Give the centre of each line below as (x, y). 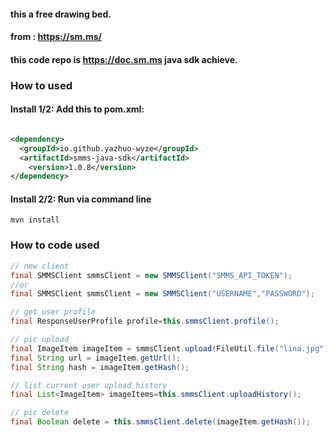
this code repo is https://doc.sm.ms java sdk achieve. (124, 59)
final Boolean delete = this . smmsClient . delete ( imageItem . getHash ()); (160, 422)
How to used (41, 85)
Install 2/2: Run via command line (81, 199)
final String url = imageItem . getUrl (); (96, 358)
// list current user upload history (89, 385)
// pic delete (40, 413)
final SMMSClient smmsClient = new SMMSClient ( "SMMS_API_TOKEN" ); (151, 275)
